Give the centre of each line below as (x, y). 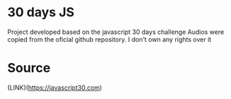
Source (29, 68)
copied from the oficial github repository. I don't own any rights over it (109, 39)
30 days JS (41, 12)
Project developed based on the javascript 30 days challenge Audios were (116, 32)
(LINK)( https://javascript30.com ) (55, 87)
